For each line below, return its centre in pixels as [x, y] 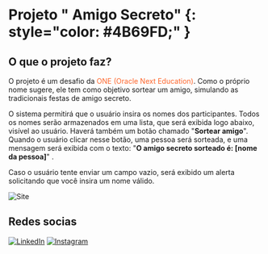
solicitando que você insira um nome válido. [82, 181]
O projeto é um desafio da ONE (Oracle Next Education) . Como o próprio [129, 81]
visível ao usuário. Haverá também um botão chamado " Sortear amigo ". [128, 131]
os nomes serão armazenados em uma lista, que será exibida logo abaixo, [132, 122]
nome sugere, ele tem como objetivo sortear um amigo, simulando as [124, 90]
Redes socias [43, 222]
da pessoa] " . [31, 156]
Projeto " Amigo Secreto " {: [102, 15]
